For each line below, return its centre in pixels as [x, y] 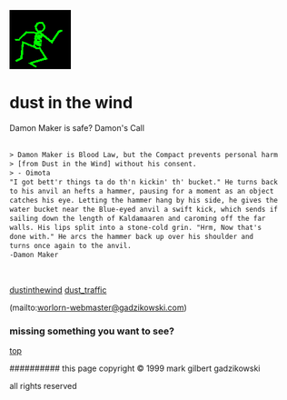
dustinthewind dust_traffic [58, 290]
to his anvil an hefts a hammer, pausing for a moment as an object [142, 191]
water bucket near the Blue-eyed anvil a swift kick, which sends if [144, 209]
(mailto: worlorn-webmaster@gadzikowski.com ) [99, 307]
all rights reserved [43, 386]
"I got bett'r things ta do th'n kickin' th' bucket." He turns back [144, 182]
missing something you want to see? [92, 331]
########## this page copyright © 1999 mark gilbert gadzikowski [135, 368]
